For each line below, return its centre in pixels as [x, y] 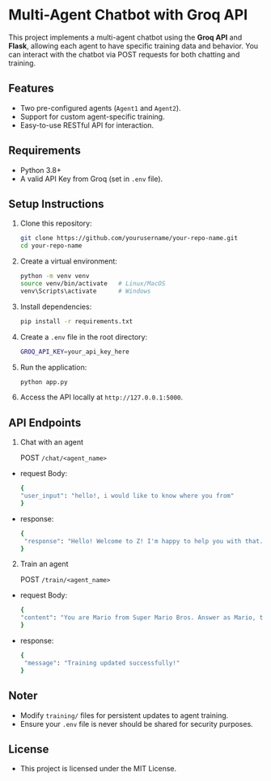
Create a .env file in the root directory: [84, 336]
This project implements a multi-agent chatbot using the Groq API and [125, 37]
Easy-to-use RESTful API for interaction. [87, 125]
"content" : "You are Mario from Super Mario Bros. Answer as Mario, [138, 618]
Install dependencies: [56, 306]
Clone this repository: [56, 223]
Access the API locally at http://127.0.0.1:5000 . [102, 397]
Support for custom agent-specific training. [92, 116]
